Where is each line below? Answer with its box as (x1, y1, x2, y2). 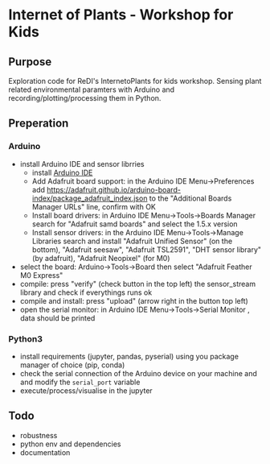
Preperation (8, 117, 69, 130)
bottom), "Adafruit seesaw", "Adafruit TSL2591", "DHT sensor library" (31, 244, 262, 255)
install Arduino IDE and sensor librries (19, 159, 145, 168)
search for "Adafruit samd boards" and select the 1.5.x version (31, 219, 239, 229)
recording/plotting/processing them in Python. (8, 93, 162, 102)
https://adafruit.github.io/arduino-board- (47, 184, 181, 194)
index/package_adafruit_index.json (31, 193, 148, 203)
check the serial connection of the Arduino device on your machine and (19, 368, 257, 378)
